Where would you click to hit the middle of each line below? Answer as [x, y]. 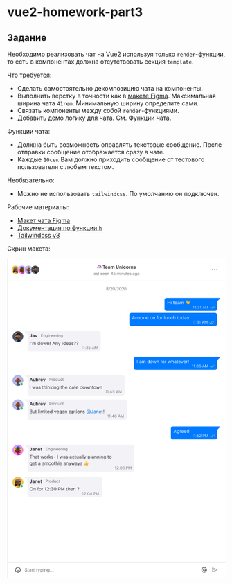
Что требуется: [29, 75]
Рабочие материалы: [38, 207]
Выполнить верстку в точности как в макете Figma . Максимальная [116, 96]
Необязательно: [31, 180]
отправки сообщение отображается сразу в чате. [91, 152]
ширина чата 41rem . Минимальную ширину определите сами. [108, 103]
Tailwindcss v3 [38, 235]
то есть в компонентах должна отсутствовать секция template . [100, 62]
